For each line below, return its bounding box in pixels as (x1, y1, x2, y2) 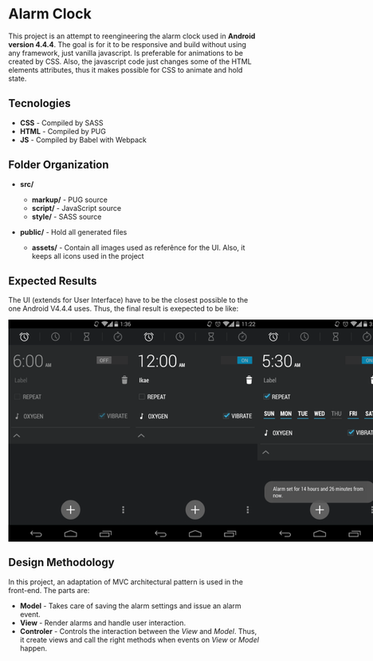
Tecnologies (8, 97, 71, 110)
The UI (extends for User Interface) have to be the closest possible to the (8, 295, 249, 305)
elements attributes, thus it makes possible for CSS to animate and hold (8, 65, 243, 74)
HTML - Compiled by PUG (19, 126, 106, 136)
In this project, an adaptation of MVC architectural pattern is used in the (8, 576, 243, 587)
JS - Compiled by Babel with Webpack (19, 135, 147, 144)
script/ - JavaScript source (31, 203, 122, 212)
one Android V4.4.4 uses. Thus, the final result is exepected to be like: (8, 304, 239, 314)
